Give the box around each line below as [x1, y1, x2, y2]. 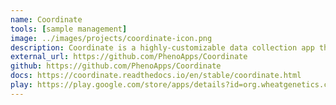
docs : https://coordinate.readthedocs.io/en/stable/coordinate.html [10, 71, 302, 81]
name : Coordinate [10, 14, 83, 25]
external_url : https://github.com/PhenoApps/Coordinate [10, 52, 248, 62]
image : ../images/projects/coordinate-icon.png [10, 33, 213, 43]
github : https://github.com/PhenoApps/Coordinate [10, 61, 222, 71]
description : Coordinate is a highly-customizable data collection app [10, 42, 315, 53]
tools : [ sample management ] [10, 24, 128, 34]
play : [10, 80, 33, 90]
